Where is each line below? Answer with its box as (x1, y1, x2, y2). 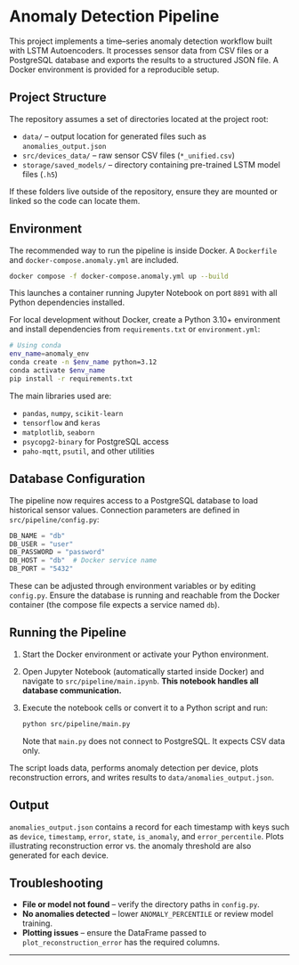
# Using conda (9, 341, 62, 350)
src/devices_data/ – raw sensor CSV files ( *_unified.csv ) (21, 150, 236, 160)
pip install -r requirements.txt (9, 374, 133, 383)
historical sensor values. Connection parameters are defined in (9, 504, 240, 515)
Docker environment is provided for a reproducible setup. (9, 64, 220, 75)
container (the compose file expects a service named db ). (9, 600, 221, 609)
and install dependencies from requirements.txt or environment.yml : (9, 323, 261, 335)
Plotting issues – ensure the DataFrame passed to (21, 928, 207, 938)
